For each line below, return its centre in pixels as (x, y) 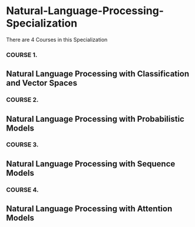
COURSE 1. (22, 55)
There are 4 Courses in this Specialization (57, 39)
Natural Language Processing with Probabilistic (95, 119)
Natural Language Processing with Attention (89, 209)
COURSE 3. (22, 145)
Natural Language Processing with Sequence (91, 164)
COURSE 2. (22, 100)
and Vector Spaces (42, 83)
